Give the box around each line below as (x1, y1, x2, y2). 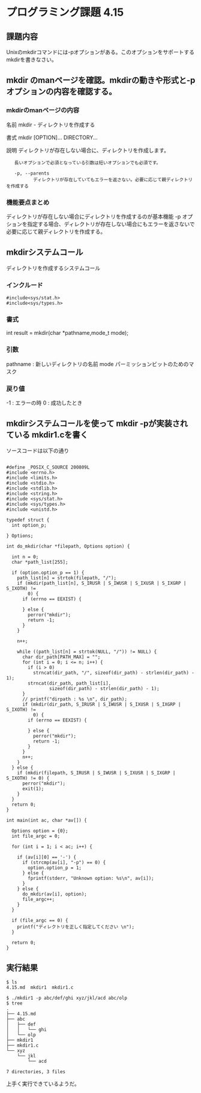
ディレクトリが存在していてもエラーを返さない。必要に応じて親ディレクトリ (32, 176, 193, 182)
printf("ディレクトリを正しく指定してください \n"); (17, 924, 135, 930)
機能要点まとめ (6, 198, 50, 207)
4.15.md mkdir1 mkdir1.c (6, 984, 74, 991)
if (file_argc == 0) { (11, 917, 68, 923)
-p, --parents (14, 170, 50, 176)
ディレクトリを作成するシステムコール (6, 264, 101, 272)
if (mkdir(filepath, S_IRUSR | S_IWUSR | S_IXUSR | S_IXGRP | (17, 770, 176, 776)
